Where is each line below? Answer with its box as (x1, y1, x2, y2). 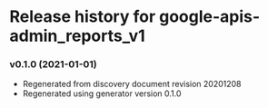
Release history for (9, 6, 156, 27)
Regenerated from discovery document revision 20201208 (22, 79, 243, 90)
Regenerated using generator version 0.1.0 (22, 88, 182, 99)
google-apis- (158, 6, 261, 27)
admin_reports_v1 (9, 25, 145, 46)
